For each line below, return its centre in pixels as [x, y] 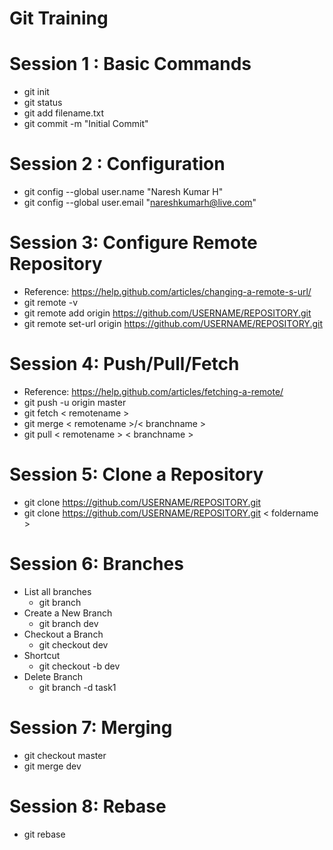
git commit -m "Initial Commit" [86, 124]
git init [36, 92]
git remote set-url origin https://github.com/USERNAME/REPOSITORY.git [173, 323]
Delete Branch [53, 676]
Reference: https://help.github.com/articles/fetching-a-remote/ [153, 391]
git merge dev [52, 766]
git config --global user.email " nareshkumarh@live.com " [140, 203]
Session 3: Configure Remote [133, 243]
